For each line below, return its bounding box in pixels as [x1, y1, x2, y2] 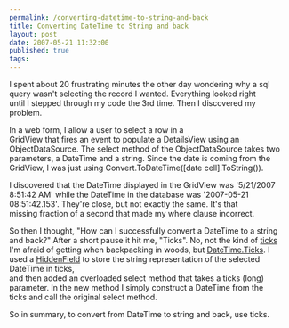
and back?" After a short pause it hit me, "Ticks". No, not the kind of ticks [9, 235, 278, 245]
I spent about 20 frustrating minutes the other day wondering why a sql [9, 79, 270, 89]
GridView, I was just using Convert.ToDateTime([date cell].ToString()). [9, 162, 264, 173]
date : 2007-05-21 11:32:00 [9, 37, 109, 47]
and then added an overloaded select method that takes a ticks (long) [9, 273, 265, 283]
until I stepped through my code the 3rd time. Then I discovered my [9, 98, 256, 108]
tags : [9, 54, 29, 63]
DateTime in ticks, [9, 264, 75, 274]
